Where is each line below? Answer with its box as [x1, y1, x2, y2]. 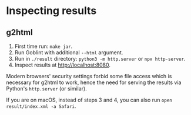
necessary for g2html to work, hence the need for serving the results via [6, 79, 182, 86]
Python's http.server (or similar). [6, 85, 87, 92]
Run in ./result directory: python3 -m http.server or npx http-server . [14, 55, 186, 62]
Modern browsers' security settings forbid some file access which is [6, 73, 172, 79]
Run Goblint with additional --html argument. [14, 49, 123, 56]
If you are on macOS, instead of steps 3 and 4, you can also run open [6, 96, 172, 103]
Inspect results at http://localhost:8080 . [14, 61, 110, 68]
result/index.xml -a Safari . [6, 103, 76, 109]
